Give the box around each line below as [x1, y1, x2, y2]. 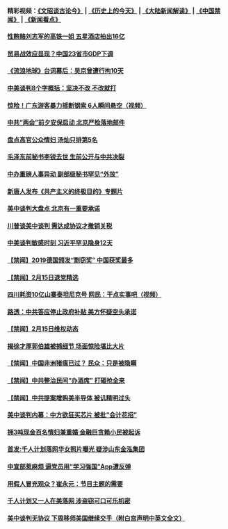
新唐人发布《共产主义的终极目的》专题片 [7, 187, 123, 195]
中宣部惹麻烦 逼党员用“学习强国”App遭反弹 [7, 462, 131, 471]
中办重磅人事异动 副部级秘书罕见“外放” [7, 170, 120, 178]
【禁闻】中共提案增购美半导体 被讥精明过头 [7, 393, 131, 402]
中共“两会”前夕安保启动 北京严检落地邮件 [7, 118, 125, 127]
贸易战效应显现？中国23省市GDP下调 [7, 49, 113, 58]
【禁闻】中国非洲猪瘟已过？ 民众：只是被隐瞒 [7, 359, 137, 368]
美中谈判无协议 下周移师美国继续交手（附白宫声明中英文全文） [7, 514, 186, 522]
